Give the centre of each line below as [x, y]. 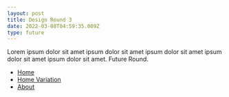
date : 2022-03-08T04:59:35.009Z [53, 26]
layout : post [26, 13]
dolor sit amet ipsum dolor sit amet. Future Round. [78, 59]
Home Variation [39, 80]
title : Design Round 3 [40, 20]
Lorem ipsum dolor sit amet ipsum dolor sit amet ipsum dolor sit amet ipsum [115, 52]
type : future [26, 32]
